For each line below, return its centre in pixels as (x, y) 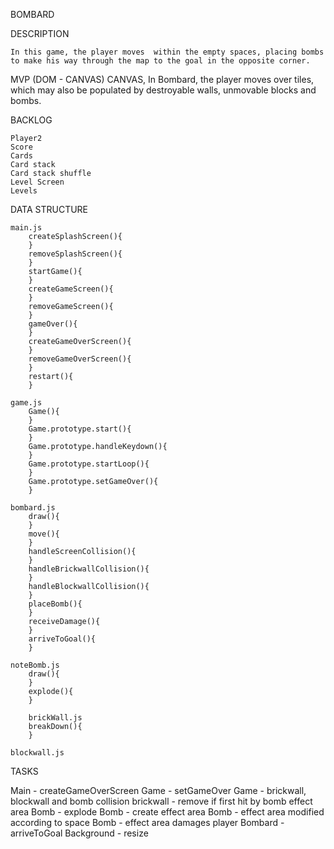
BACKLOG (31, 120)
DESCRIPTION (40, 33)
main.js (26, 228)
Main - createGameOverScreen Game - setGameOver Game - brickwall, (158, 790)
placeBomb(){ (55, 604)
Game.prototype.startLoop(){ (89, 464)
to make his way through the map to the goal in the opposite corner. (160, 61)
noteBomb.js (35, 665)
